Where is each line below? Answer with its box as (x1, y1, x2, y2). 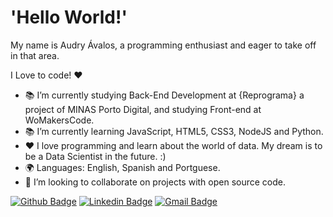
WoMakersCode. (24, 114, 95, 126)
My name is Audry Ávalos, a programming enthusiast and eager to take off (10, 39, 317, 51)
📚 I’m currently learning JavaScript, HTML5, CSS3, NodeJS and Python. (24, 125, 324, 137)
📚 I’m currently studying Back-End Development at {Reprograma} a (24, 89, 305, 101)
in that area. (10, 49, 60, 61)
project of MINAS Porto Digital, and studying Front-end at (24, 103, 262, 115)
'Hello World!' (10, 6, 128, 29)
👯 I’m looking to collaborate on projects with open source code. (24, 176, 287, 188)
